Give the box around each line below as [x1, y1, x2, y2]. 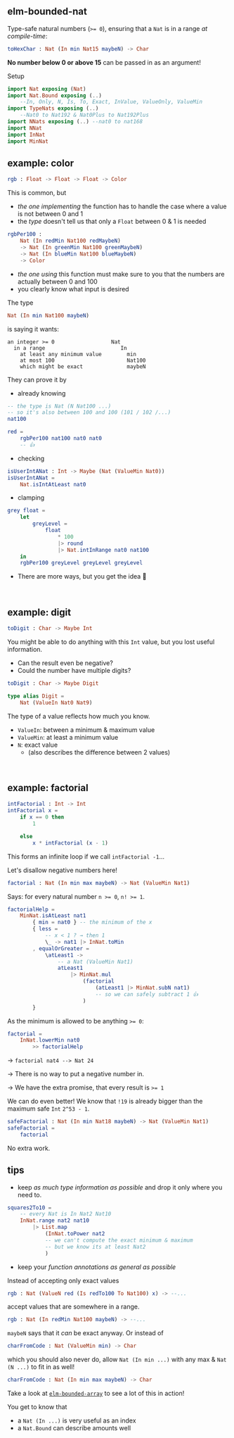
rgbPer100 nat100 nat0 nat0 [20, 435, 102, 442]
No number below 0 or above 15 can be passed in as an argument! [7, 58, 202, 66]
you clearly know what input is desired [17, 284, 129, 293]
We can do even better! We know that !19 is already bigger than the [7, 1097, 203, 1106]
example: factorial [7, 781, 89, 794]
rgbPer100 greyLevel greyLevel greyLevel [20, 560, 143, 567]
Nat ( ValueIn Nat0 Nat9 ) [20, 699, 93, 706]
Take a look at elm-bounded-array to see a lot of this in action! [7, 1389, 185, 1398]
